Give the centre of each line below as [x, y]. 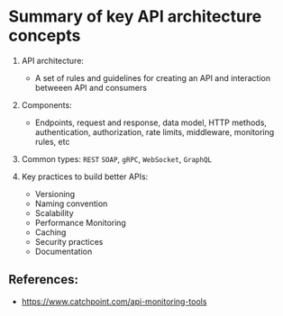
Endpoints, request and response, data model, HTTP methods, [151, 122]
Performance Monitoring [81, 222]
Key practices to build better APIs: [85, 176]
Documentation [64, 251]
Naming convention [71, 203]
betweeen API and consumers [91, 87]
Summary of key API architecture [135, 17]
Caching [50, 232]
